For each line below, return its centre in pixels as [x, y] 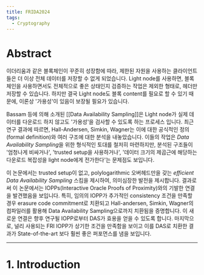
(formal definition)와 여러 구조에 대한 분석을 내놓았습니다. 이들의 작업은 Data [98, 137]
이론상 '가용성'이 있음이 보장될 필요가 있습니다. [74, 102]
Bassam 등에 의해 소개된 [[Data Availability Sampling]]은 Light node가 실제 [97, 114]
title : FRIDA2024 [28, 12]
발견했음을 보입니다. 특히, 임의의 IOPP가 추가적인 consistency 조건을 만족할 [103, 196]
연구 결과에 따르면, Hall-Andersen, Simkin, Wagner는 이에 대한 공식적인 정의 [98, 130]
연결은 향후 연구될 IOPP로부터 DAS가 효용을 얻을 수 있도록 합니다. [95, 218]
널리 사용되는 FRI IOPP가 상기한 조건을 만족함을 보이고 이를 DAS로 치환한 [101, 226]
